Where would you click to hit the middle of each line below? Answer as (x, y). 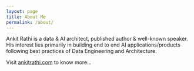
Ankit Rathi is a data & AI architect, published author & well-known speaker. (97, 39)
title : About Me (26, 17)
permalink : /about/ (30, 22)
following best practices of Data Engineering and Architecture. (82, 51)
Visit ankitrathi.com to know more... (49, 62)
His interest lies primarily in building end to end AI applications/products (93, 45)
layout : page (22, 11)
